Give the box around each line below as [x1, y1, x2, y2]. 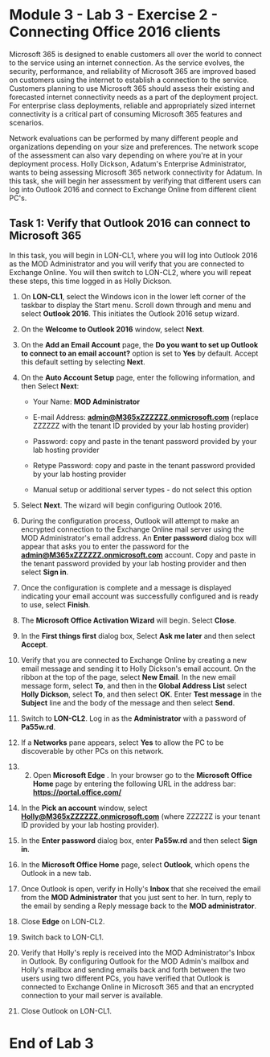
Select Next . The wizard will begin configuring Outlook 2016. [20, 500, 223, 510]
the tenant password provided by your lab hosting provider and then [20, 558, 247, 568]
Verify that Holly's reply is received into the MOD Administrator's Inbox [20, 948, 256, 957]
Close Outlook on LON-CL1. [20, 1006, 112, 1015]
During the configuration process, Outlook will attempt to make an [20, 516, 239, 525]
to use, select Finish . [20, 599, 91, 609]
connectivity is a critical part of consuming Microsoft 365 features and [9, 109, 243, 118]
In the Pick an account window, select [20, 803, 148, 812]
